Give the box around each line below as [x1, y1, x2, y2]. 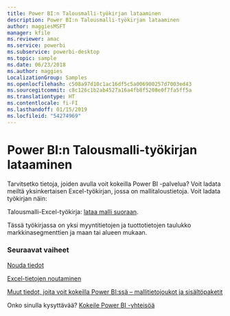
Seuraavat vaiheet [7, 245, 70, 255]
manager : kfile [7, 29, 51, 36]
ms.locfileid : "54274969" [7, 112, 81, 119]
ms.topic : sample [7, 55, 57, 62]
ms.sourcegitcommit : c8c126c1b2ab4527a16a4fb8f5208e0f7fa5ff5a [7, 87, 192, 94]
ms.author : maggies [7, 67, 63, 74]
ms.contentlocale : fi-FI [7, 100, 78, 107]
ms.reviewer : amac [7, 36, 60, 43]
